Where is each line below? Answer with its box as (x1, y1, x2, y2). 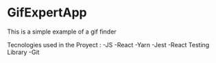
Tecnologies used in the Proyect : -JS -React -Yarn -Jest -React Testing (7, 40, 210, 49)
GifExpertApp (7, 5, 87, 21)
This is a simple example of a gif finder (7, 27, 117, 36)
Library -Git (7, 48, 40, 56)
